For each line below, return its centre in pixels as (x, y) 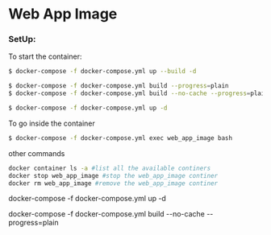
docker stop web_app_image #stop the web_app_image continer (113, 175)
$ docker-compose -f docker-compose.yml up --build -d (102, 72)
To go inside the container (52, 123)
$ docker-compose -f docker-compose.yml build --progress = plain (119, 86)
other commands (37, 153)
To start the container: (45, 56)
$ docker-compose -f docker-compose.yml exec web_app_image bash (120, 138)
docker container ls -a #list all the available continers (110, 168)
